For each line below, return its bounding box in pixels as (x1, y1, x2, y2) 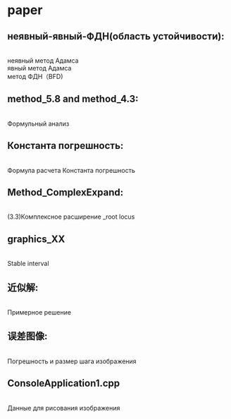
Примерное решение (7, 308, 72, 317)
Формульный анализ (7, 119, 70, 128)
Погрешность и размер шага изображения (7, 357, 137, 365)
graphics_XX (7, 233, 65, 245)
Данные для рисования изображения (7, 403, 120, 412)
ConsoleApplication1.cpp (7, 377, 120, 389)
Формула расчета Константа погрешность (7, 166, 136, 174)
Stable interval (7, 260, 49, 268)
